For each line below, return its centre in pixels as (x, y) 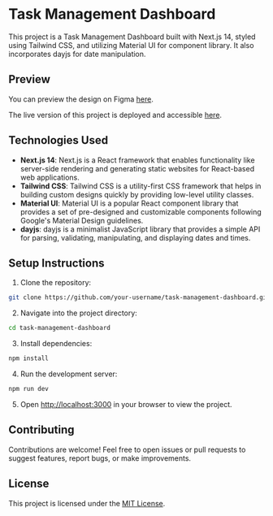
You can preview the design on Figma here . (81, 99)
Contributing (41, 430)
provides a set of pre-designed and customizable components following (141, 211)
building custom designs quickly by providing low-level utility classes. (137, 194)
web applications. (50, 177)
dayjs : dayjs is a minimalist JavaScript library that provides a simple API (140, 229)
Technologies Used (58, 140)
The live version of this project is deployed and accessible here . (115, 115)
